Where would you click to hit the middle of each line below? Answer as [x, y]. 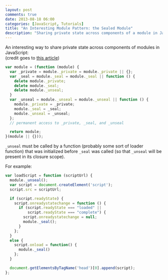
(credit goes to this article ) [32, 58]
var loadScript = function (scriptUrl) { [49, 175]
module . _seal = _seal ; [38, 109]
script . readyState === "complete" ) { [67, 212]
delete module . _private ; [40, 81]
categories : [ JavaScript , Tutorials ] [44, 24]
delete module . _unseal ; [39, 90]
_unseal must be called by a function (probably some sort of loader [74, 146]
